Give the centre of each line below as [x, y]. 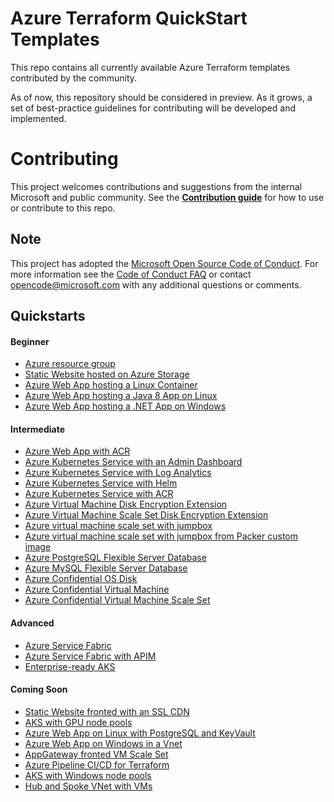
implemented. [38, 118]
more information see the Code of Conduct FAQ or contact [131, 274]
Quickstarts [48, 316]
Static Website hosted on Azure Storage [107, 374]
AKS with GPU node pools [78, 722]
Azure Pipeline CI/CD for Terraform [97, 764]
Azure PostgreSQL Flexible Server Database [115, 558]
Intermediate [37, 429]
